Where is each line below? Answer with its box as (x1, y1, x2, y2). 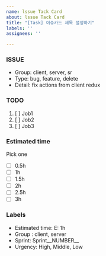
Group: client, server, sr (14, 69, 73, 76)
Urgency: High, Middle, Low (14, 243, 83, 250)
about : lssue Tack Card (6, 14, 65, 20)
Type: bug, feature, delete (14, 75, 78, 82)
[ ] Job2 (14, 116, 34, 123)
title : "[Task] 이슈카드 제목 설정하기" (6, 20, 95, 25)
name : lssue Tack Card (6, 8, 62, 15)
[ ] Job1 (14, 110, 34, 117)
